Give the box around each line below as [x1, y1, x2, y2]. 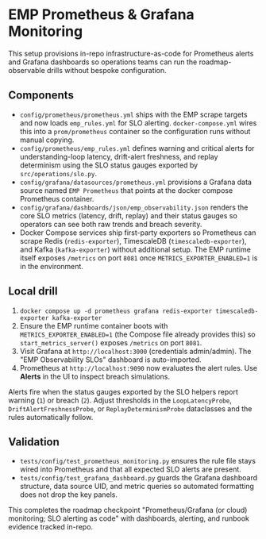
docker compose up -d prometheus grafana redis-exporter [19, 307, 213, 315]
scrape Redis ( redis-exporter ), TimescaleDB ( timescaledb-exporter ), [19, 236, 248, 245]
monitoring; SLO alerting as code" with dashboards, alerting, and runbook [8, 514, 250, 523]
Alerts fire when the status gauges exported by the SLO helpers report [8, 387, 238, 396]
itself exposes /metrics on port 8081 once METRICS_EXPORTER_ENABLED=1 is [19, 252, 258, 263]
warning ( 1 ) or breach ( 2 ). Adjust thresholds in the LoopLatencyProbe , [8, 395, 232, 405]
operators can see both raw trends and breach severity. [19, 219, 202, 229]
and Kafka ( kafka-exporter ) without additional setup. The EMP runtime [19, 244, 252, 254]
